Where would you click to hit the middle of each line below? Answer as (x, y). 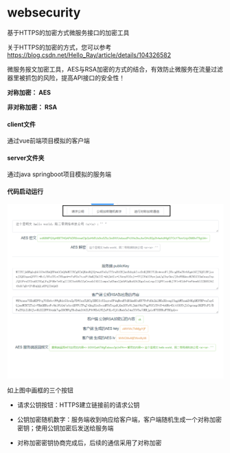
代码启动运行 (25, 191)
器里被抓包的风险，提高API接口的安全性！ (66, 78)
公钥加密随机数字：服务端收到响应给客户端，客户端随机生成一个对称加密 (119, 419)
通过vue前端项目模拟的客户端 (49, 141)
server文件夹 (26, 158)
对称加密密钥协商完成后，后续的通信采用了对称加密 (89, 443)
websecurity (44, 13)
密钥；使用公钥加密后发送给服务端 (65, 428)
